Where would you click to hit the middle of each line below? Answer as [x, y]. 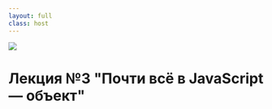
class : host [28, 23]
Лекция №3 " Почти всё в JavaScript [136, 78]
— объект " [47, 96]
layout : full [30, 16]
